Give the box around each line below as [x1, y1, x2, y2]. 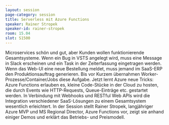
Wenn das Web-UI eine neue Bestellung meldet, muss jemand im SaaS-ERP [5, 65, 163, 71]
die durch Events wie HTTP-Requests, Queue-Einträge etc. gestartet [5, 87, 148, 93]
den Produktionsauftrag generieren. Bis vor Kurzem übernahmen [5, 71, 140, 77]
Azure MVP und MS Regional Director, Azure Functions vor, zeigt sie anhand [5, 108, 164, 114]
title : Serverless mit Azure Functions [5, 17, 90, 22]
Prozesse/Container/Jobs [5, 76, 58, 82]
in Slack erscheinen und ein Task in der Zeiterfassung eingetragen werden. [5, 60, 162, 66]
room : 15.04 [5, 31, 30, 36]
